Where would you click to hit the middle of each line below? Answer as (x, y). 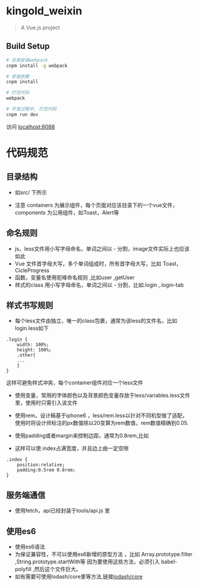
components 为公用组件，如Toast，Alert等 (67, 212)
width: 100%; (33, 345)
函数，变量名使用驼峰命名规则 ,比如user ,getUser (75, 277)
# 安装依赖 (18, 76)
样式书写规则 (30, 305)
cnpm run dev (22, 115)
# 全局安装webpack (27, 60)
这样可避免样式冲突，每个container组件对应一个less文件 (75, 383)
